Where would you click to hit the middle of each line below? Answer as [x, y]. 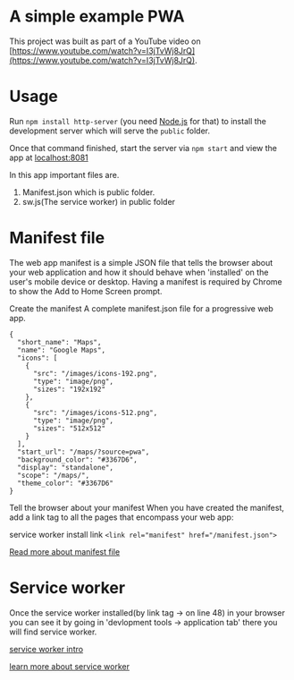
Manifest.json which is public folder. [88, 192]
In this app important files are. [64, 174]
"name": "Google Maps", [61, 350]
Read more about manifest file [65, 551]
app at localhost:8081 [49, 157]
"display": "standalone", [66, 467]
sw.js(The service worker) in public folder [99, 201]
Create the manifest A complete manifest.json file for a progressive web [142, 308]
